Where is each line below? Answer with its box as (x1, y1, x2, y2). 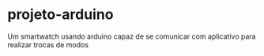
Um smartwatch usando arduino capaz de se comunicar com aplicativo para (7, 32, 256, 41)
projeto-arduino (7, 6, 114, 24)
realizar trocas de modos (7, 39, 89, 49)
